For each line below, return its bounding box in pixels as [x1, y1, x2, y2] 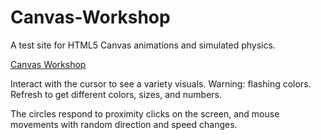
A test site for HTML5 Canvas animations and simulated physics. [10, 39, 276, 51]
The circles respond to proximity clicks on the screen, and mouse [10, 107, 280, 120]
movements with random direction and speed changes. [10, 118, 238, 130]
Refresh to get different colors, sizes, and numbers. [10, 88, 223, 100]
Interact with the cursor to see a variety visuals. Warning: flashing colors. [10, 77, 312, 90]
